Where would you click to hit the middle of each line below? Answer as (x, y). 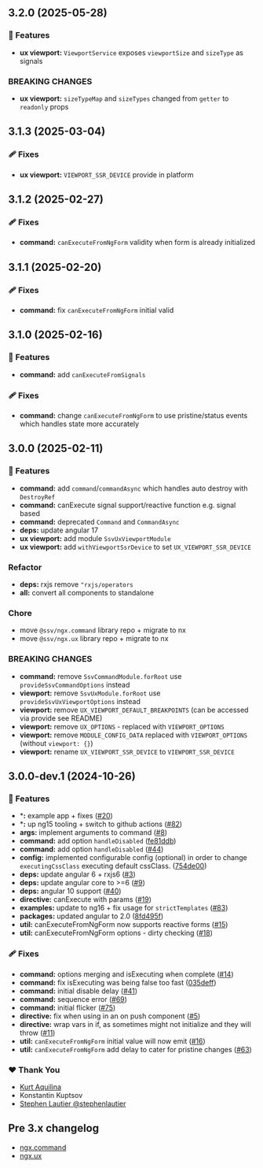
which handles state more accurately (79, 424)
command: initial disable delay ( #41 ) (79, 991)
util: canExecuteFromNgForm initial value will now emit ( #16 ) (112, 1041)
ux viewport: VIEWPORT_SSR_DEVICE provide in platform (106, 174)
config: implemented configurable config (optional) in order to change (133, 858)
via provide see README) (61, 718)
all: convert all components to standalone (87, 593)
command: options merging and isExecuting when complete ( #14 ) (126, 974)
